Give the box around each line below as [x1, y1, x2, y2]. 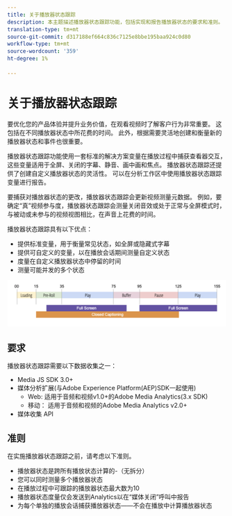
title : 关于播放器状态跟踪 [7, 11, 76, 18]
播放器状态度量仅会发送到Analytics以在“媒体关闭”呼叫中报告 [17, 493, 190, 501]
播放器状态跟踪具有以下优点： [7, 224, 92, 233]
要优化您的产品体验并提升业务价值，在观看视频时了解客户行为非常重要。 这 [7, 119, 222, 128]
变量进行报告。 [7, 178, 50, 186]
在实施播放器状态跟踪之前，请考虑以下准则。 [7, 452, 135, 460]
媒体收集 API [17, 410, 54, 418]
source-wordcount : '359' [7, 48, 79, 55]
